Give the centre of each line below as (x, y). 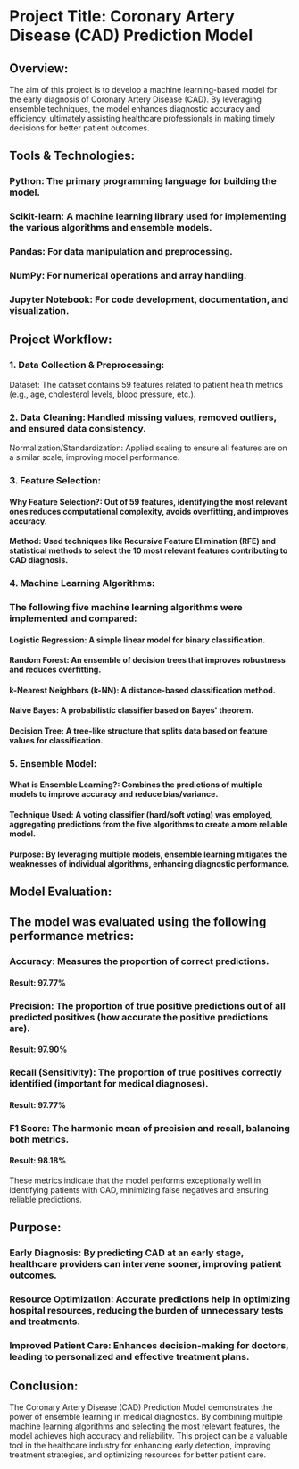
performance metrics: (72, 936)
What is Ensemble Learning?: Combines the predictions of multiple (136, 785)
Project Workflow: (61, 340)
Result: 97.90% (38, 1049)
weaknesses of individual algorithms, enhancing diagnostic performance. (149, 863)
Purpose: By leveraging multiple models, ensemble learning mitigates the (148, 854)
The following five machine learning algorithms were (126, 607)
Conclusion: (44, 1385)
